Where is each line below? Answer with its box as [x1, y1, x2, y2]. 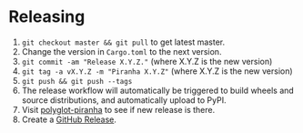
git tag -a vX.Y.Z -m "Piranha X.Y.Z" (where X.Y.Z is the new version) [21, 66, 293, 77]
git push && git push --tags [21, 77, 133, 86]
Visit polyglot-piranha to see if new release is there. [21, 104, 216, 115]
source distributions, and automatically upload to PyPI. [21, 94, 227, 106]
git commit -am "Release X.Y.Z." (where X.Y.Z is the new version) [21, 56, 273, 66]
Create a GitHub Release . [21, 114, 117, 125]
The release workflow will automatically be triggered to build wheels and [21, 85, 295, 96]
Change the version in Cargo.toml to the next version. [21, 46, 222, 56]
